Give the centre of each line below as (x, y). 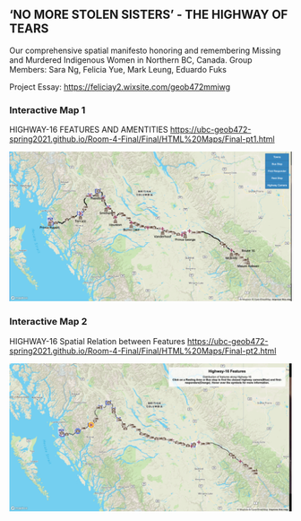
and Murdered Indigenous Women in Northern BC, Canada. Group (131, 60)
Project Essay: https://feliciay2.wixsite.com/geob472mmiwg (120, 87)
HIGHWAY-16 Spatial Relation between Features (97, 341)
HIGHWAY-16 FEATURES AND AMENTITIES (89, 130)
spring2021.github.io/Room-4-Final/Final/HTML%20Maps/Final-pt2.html (143, 351)
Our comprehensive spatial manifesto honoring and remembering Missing (145, 50)
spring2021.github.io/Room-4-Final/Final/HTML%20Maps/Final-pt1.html (142, 139)
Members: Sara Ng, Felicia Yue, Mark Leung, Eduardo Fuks (118, 69)
